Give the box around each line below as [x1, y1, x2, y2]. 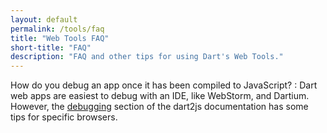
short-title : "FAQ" [10, 42, 92, 53]
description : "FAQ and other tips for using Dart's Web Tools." [10, 52, 284, 62]
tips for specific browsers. [10, 111, 118, 123]
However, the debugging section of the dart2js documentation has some [10, 101, 309, 113]
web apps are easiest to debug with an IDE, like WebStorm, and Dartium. [10, 90, 310, 102]
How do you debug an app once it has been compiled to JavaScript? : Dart [10, 79, 318, 91]
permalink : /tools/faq [10, 24, 105, 34]
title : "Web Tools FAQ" [10, 33, 110, 43]
